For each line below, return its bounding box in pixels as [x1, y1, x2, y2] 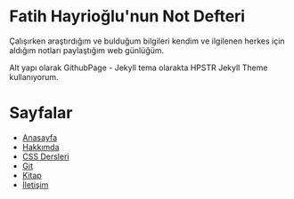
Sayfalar [9, 103, 73, 123]
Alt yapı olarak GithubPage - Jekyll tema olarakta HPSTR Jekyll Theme [9, 62, 268, 73]
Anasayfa [21, 131, 58, 143]
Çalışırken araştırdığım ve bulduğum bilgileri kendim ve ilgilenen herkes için [9, 36, 285, 46]
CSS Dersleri [21, 151, 69, 162]
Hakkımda [21, 141, 60, 152]
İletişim [21, 179, 49, 190]
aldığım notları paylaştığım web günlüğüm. [9, 44, 165, 55]
